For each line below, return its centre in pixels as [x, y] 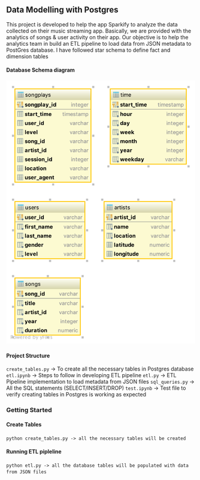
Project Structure [28, 355]
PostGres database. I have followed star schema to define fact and [88, 50]
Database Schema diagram [40, 70]
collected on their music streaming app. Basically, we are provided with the [99, 31]
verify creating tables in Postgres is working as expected [76, 395]
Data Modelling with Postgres [62, 10]
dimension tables [28, 56]
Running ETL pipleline [34, 452]
